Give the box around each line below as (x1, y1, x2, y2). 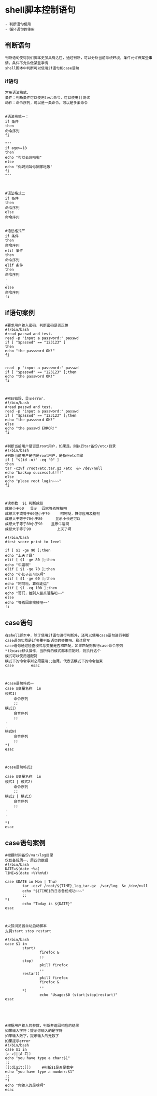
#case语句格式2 (5, 765, 33, 770)
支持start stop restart (5, 929, 52, 934)
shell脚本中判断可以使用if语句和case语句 (5, 66, 80, 70)
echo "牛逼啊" (5, 562, 31, 567)
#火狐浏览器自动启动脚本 (5, 924, 47, 928)
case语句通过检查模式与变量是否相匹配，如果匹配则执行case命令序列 (5, 643, 123, 648)
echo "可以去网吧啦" (5, 155, 42, 160)
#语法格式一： (5, 114, 29, 119)
